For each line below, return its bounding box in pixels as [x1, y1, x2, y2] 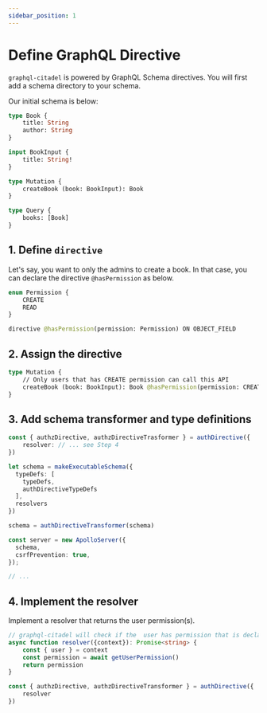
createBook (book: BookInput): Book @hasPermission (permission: [22, 383, 240, 391]
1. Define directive [8, 244, 103, 257]
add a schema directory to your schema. [8, 80, 141, 90]
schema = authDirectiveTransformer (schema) [8, 522, 155, 530]
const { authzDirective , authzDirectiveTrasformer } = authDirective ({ [8, 433, 250, 442]
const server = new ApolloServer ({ [8, 535, 126, 544]
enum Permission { [8, 288, 69, 296]
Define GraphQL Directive [8, 45, 181, 64]
